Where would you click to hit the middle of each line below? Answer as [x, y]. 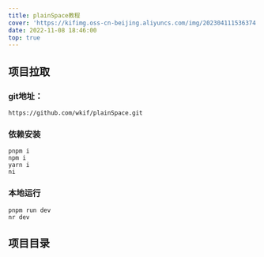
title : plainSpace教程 [44, 15]
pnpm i [19, 151]
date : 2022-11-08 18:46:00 [53, 30]
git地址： [26, 96]
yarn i [19, 165]
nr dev [19, 217]
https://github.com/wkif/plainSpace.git [76, 113]
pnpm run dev [30, 210]
